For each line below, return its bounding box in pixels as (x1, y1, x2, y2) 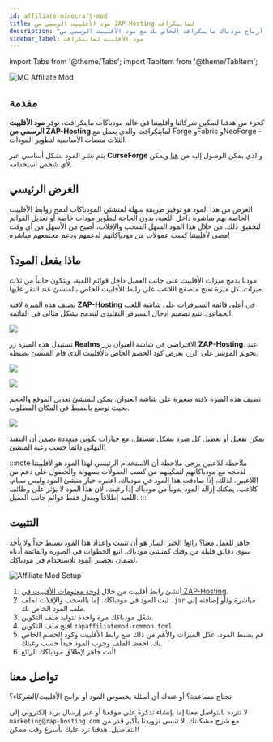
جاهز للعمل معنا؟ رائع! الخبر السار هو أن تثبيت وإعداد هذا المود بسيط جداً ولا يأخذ (9, 537, 250, 547)
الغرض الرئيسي (9, 183, 79, 196)
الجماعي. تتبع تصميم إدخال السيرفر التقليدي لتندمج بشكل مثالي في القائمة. (9, 308, 233, 317)
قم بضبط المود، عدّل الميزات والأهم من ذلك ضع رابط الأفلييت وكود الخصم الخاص (20, 629, 264, 639)
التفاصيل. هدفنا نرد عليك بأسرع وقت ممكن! (9, 724, 140, 735)
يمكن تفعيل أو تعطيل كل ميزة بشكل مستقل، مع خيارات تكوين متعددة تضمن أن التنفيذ (9, 434, 265, 443)
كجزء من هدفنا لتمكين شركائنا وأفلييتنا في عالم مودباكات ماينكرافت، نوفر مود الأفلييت (9, 118, 265, 127)
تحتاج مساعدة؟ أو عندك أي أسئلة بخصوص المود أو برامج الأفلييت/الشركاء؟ (9, 692, 232, 701)
